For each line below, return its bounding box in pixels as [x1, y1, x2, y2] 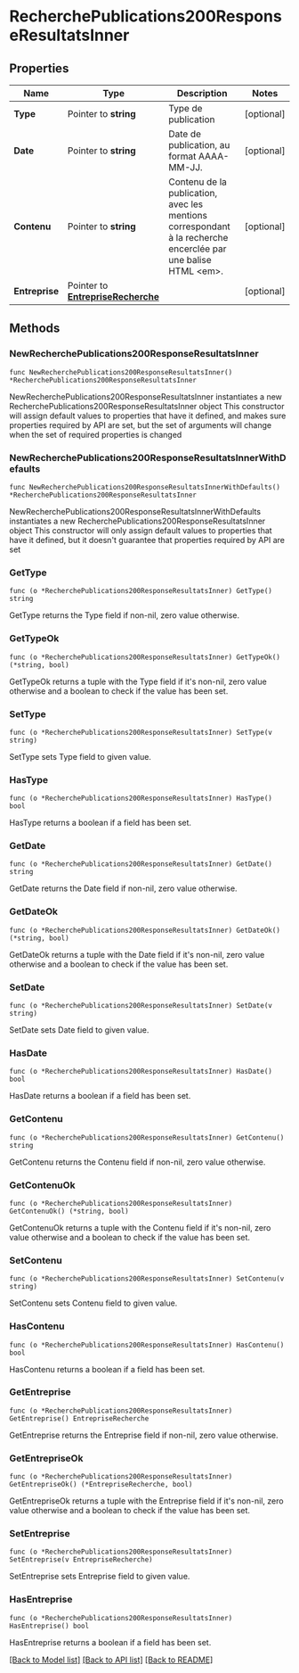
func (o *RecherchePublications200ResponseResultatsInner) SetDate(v [9, 1001, 273, 1010]
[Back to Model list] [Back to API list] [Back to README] [9, 1654, 214, 1665]
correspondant [168, 220, 231, 233]
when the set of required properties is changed [9, 429, 182, 440]
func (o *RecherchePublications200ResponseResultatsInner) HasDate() [9, 1067, 273, 1076]
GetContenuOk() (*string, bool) [9, 1207, 129, 1216]
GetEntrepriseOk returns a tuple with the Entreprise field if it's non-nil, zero [9, 1496, 284, 1506]
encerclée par [168, 243, 227, 255]
